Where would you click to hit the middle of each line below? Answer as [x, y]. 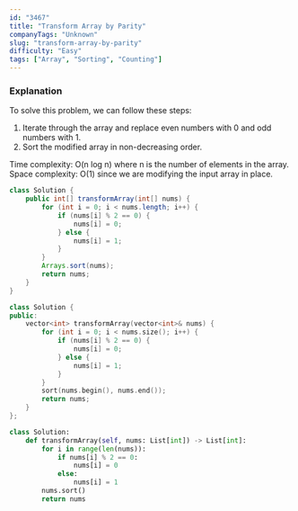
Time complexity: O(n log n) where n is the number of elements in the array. [149, 165]
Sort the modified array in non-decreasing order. [112, 147]
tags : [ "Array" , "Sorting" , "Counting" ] [86, 59]
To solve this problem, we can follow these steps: [101, 111]
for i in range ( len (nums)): [94, 449]
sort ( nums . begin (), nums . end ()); [104, 391]
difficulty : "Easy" [46, 51]
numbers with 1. [52, 138]
